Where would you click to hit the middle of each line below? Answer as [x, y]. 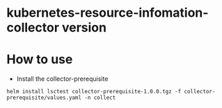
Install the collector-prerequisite [62, 79]
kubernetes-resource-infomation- [108, 13]
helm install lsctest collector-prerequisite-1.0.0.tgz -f [94, 92]
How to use [40, 60]
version [84, 28]
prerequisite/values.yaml [44, 98]
